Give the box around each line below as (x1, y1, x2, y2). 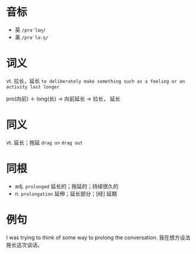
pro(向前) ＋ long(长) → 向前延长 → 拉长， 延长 (6, 95, 121, 102)
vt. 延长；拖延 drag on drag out (6, 139, 83, 146)
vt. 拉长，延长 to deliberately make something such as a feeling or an (6, 77, 185, 84)
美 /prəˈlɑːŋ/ (14, 33, 49, 40)
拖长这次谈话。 (6, 241, 43, 248)
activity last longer (6, 84, 60, 90)
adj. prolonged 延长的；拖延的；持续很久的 (14, 182, 119, 190)
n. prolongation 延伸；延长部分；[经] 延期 (14, 190, 118, 197)
